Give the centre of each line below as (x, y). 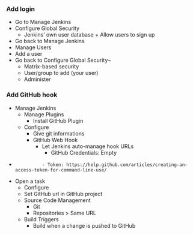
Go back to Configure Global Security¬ (63, 60)
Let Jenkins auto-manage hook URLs (88, 146)
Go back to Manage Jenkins (50, 41)
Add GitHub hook (32, 95)
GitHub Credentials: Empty (84, 152)
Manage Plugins (44, 114)
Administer (37, 79)
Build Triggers (41, 219)
